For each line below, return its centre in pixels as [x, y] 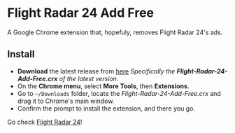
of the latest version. [89, 78]
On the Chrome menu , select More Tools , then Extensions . [103, 86]
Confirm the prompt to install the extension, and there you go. [106, 108]
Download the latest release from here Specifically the [96, 71]
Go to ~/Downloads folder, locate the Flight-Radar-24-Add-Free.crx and [119, 93]
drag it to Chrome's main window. [66, 101]
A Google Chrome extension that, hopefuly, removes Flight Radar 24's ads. [115, 32]
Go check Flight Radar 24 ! [45, 122]
